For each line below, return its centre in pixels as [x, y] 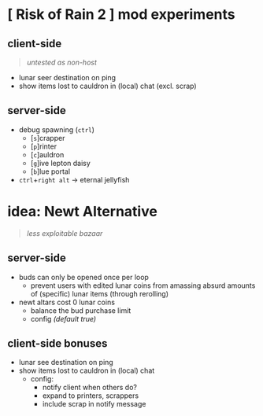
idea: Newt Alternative [83, 212]
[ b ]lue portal [50, 171]
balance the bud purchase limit [81, 310]
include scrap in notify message [94, 404]
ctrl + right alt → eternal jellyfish [74, 179]
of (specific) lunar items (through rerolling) [100, 293]
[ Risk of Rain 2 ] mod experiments [121, 15]
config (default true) [63, 318]
